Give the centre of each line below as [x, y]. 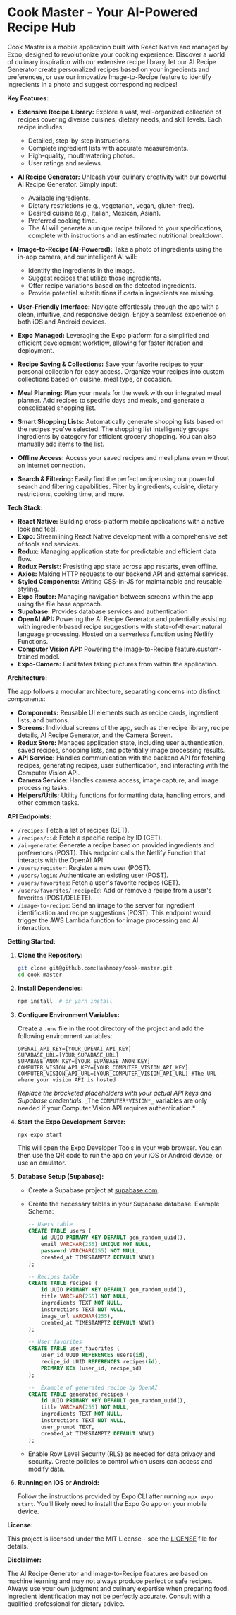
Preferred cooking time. [62, 221]
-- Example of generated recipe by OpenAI [93, 1387]
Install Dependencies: [50, 988]
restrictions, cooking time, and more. [71, 494]
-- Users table [50, 1225]
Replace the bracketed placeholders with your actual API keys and [114, 1093]
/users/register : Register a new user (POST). [84, 867]
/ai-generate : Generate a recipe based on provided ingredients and [116, 845]
